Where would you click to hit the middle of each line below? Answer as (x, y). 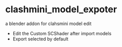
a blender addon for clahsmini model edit (48, 24)
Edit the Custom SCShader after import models (62, 33)
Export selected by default (41, 39)
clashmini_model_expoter (61, 9)
